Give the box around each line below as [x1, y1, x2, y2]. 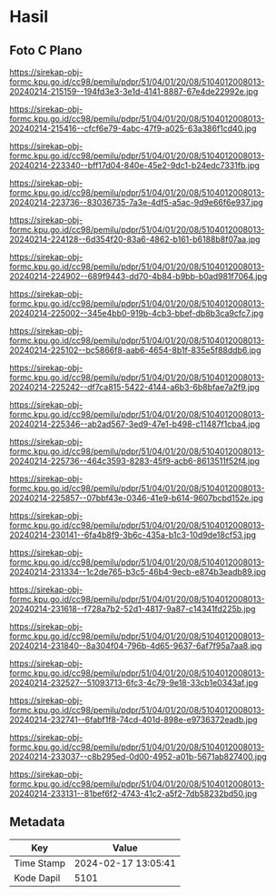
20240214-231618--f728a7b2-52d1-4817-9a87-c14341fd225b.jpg [9, 603, 256, 614]
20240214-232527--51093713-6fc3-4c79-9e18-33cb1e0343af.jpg [9, 678, 259, 688]
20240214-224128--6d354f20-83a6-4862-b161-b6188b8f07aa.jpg [9, 234, 261, 245]
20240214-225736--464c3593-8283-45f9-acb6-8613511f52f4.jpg [9, 456, 261, 466]
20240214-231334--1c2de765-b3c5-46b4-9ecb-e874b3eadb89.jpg [9, 567, 266, 577]
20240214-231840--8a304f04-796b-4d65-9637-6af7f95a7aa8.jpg [9, 640, 262, 651]
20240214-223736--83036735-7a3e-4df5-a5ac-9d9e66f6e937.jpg [9, 197, 263, 207]
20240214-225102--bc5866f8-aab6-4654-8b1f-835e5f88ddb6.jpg [9, 345, 261, 356]
